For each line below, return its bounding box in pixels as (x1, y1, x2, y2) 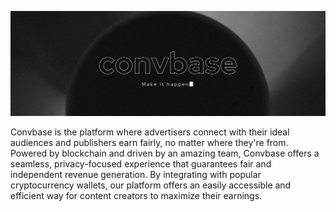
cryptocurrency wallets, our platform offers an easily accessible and (10, 179, 292, 191)
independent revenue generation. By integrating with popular (10, 168, 262, 180)
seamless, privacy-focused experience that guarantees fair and (10, 157, 272, 170)
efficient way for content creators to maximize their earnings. (10, 189, 263, 201)
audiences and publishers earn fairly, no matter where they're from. (10, 136, 289, 148)
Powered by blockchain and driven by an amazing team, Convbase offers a (10, 147, 320, 159)
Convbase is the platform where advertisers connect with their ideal (10, 126, 290, 138)
